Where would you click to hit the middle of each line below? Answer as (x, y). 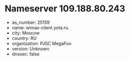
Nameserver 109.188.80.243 (65, 9)
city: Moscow (26, 33)
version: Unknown (30, 49)
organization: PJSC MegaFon (42, 43)
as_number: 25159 (31, 22)
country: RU (24, 38)
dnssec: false (26, 54)
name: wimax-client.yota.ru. (41, 27)
